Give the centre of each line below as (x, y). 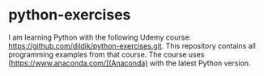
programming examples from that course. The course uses (106, 54)
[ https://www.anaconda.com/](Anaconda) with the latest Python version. (130, 63)
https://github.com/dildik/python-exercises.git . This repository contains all (132, 45)
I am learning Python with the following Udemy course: (100, 37)
